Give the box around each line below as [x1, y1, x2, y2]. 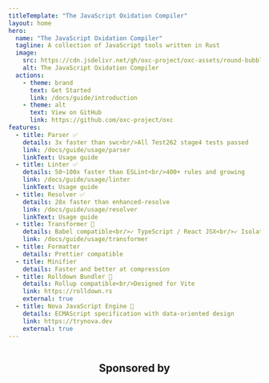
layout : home [8, 19, 52, 27]
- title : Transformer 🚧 [15, 220, 94, 228]
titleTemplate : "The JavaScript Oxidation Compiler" [8, 11, 188, 20]
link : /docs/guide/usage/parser [22, 146, 130, 154]
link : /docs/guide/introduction [29, 94, 138, 102]
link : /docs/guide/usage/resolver [22, 205, 138, 213]
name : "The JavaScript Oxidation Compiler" [15, 34, 163, 42]
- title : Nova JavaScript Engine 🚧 [15, 302, 134, 310]
